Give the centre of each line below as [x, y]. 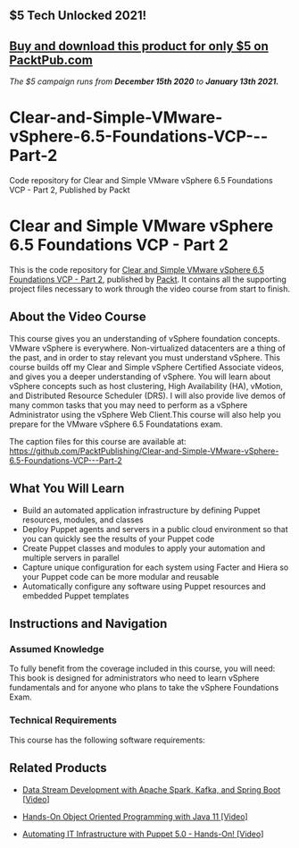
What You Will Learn [67, 489]
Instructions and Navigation [88, 624]
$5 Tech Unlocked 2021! [78, 16]
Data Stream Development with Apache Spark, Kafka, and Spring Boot [151, 789]
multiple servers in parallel [71, 557]
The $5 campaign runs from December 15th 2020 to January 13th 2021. [144, 81]
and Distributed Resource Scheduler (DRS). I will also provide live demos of [148, 395]
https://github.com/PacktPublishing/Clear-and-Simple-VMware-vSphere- [144, 451]
